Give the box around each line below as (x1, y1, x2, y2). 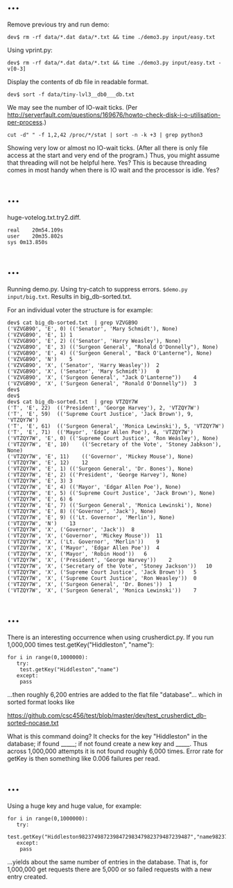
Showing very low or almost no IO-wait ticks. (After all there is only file (7, 143, 208, 152)
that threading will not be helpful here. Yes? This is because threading (7, 158, 207, 167)
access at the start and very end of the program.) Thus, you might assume (7, 151, 220, 159)
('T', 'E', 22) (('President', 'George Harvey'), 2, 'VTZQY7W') (7, 404, 200, 411)
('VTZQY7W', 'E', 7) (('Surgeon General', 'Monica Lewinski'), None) (7, 501, 213, 508)
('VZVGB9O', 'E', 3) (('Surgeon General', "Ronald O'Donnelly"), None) (7, 344, 218, 350)
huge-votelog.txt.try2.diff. (7, 213, 81, 221)
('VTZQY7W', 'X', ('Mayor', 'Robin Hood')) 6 (7, 550, 148, 557)
